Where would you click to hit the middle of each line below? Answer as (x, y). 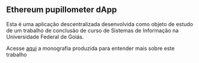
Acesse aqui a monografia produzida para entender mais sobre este (90, 48)
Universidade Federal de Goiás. (45, 37)
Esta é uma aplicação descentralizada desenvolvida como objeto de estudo (100, 24)
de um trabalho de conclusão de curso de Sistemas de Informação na (93, 30)
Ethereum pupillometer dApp (62, 10)
